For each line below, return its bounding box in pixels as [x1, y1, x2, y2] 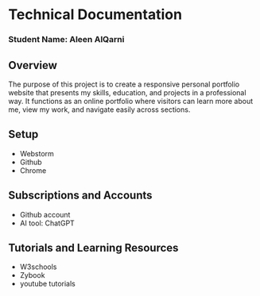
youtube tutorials [19, 279, 76, 289]
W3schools [19, 262, 57, 271]
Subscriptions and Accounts [8, 189, 153, 202]
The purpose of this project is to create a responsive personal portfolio [8, 79, 240, 89]
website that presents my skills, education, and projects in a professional [8, 87, 246, 97]
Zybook [19, 271, 45, 280]
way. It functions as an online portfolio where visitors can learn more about [8, 96, 254, 106]
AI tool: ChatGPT [19, 218, 76, 228]
